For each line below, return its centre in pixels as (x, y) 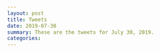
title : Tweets (27, 20)
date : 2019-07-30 (32, 26)
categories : (24, 38)
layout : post (26, 13)
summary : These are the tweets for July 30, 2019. (81, 32)
